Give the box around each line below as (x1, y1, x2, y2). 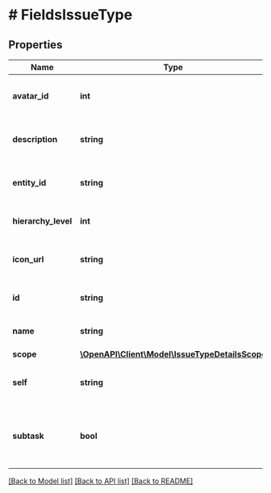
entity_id (12, 178, 47, 188)
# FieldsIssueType (8, 6, 133, 24)
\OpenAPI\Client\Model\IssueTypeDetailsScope (79, 349, 267, 360)
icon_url (12, 254, 44, 265)
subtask (12, 430, 44, 441)
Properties (8, 38, 63, 52)
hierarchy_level (12, 215, 73, 227)
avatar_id (12, 90, 49, 102)
